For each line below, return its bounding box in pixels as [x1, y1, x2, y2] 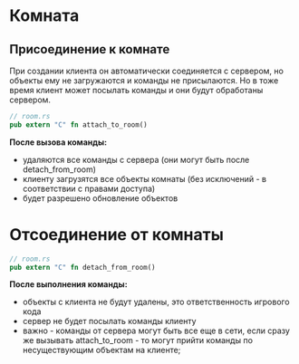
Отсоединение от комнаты [9, 224, 224, 244]
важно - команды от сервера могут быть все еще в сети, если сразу [22, 325, 290, 336]
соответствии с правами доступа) [22, 183, 156, 194]
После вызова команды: [9, 137, 107, 148]
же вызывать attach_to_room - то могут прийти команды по [22, 335, 254, 346]
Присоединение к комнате [9, 42, 170, 57]
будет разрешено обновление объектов [22, 192, 178, 204]
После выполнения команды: [9, 279, 129, 290]
